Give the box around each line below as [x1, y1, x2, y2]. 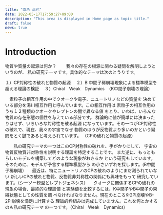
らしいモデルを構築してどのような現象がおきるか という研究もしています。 [5, 155, 155, 161]
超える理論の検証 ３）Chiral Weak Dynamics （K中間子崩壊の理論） [5, 86, 153, 92]
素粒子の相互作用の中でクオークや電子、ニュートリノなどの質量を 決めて [9, 96, 156, 102]
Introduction [5, 46, 57, 58]
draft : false [5, 21, 32, 26]
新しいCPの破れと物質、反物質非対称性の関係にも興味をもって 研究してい [10, 174, 159, 180]
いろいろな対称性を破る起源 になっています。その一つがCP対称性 [26, 121, 157, 127]
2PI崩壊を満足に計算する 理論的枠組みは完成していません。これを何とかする [5, 198, 158, 204]
